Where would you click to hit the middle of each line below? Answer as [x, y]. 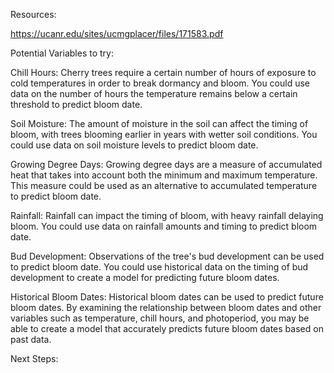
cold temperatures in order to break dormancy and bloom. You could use [160, 83]
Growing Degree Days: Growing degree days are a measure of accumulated [166, 164]
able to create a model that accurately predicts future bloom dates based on [167, 328]
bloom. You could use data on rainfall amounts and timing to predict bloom [164, 226]
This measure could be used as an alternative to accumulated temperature [164, 185]
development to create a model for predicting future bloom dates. [145, 277]
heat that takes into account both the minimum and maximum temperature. [164, 175]
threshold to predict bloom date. [76, 104]
